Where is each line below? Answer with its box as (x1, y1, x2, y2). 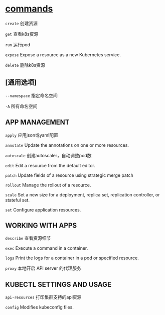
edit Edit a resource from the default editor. (5, 162, 95, 168)
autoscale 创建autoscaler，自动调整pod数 (5, 152, 92, 158)
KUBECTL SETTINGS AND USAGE (5, 280, 112, 289)
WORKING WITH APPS (5, 221, 77, 230)
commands (5, 3, 53, 15)
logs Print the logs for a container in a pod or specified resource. (5, 255, 139, 261)
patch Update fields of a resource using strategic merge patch (5, 172, 134, 178)
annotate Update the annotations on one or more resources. (5, 142, 129, 148)
